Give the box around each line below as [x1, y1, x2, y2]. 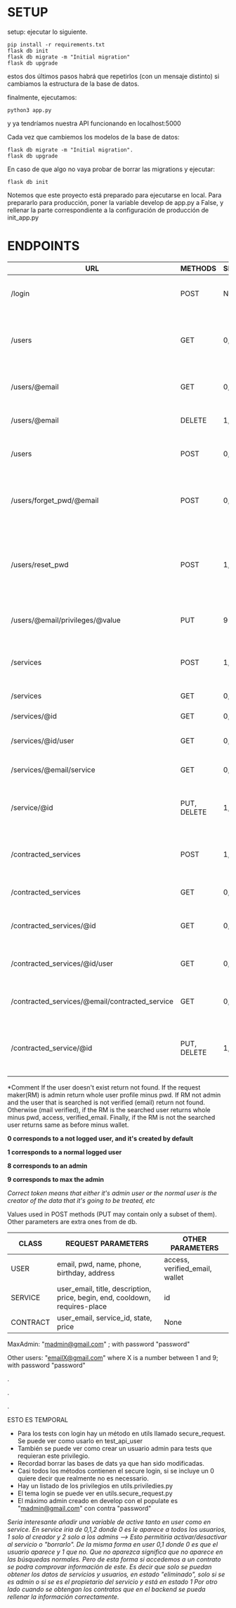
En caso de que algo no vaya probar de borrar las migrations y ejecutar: [7, 165, 216, 173]
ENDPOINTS [7, 238, 80, 254]
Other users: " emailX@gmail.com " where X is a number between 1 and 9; [7, 1353, 219, 1361]
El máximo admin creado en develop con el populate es [17, 1496, 178, 1504]
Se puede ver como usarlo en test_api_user [17, 1436, 143, 1445]
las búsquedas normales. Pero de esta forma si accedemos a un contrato [7, 1554, 221, 1564]
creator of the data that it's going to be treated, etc [7, 1196, 156, 1204]
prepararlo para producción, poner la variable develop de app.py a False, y [7, 198, 224, 206]
